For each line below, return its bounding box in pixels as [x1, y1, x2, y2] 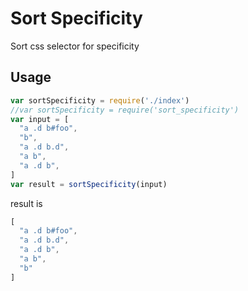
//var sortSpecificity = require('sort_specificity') [10, 105, 240, 115]
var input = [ [10, 114, 70, 124]
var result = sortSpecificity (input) [10, 179, 168, 189]
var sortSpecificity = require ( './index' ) [10, 95, 190, 106]
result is [10, 197, 43, 209]
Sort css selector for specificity [10, 40, 140, 52]
